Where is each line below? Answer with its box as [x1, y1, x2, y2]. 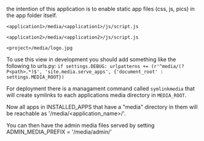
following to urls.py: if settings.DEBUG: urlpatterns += [6, 63, 149, 69]
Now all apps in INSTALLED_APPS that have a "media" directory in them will [6, 104, 198, 110]
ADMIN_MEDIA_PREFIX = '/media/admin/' [6, 128, 112, 135]
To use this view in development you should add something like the [6, 56, 176, 63]
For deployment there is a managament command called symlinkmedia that [6, 85, 195, 92]
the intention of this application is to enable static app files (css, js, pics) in [6, 6, 195, 12]
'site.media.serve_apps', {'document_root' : [45, 69, 164, 75]
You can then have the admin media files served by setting [6, 122, 155, 129]
